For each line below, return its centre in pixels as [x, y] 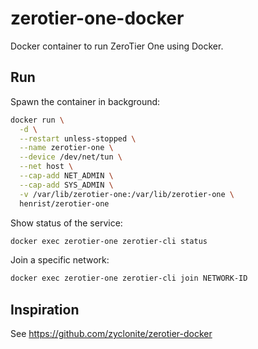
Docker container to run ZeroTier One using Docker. [117, 46]
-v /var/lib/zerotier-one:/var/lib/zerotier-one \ [127, 194]
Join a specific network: [60, 260]
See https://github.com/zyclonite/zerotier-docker [111, 334]
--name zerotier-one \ [66, 148]
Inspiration [45, 309]
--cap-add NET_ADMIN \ [66, 176]
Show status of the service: [66, 223]
